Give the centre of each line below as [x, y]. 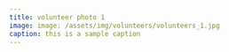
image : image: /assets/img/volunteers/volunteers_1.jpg [114, 26]
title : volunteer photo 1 [57, 17]
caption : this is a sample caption [75, 33]
